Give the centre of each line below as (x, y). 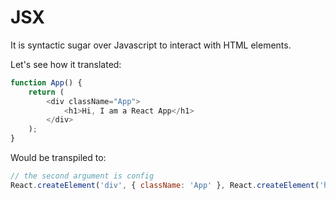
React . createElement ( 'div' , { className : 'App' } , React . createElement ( (165, 185)
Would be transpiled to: (58, 158)
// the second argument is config (82, 176)
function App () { (46, 82)
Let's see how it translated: (66, 64)
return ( (46, 92)
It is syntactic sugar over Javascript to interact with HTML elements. (151, 45)
